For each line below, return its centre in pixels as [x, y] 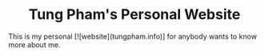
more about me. [34, 44]
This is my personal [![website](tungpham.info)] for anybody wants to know [133, 36]
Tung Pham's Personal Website [135, 15]
